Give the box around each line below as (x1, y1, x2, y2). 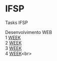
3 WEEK (5, 45, 22, 51)
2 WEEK (5, 39, 22, 45)
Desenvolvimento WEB (5, 29, 52, 35)
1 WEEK (5, 34, 21, 40)
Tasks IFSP (5, 19, 28, 25)
